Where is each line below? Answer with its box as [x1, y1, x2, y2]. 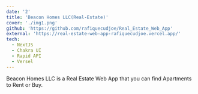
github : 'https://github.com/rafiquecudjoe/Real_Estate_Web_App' [6, 25, 173, 32]
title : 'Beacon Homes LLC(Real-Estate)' [6, 14, 109, 20]
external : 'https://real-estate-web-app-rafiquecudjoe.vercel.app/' [6, 31, 181, 37]
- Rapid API [11, 53, 42, 59]
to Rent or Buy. [6, 81, 43, 88]
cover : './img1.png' [6, 20, 58, 26]
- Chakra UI [11, 48, 42, 54]
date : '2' [6, 8, 31, 15]
